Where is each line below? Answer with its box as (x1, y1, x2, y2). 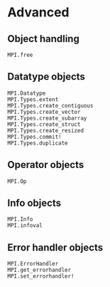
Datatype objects (7, 71, 85, 83)
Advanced (7, 4, 70, 21)
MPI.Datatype (7, 90, 46, 97)
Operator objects (7, 159, 84, 171)
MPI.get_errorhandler (7, 266, 72, 274)
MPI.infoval (7, 222, 43, 229)
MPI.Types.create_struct (7, 120, 81, 128)
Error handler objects (7, 241, 104, 254)
